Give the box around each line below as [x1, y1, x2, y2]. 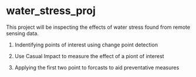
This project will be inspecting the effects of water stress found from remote [6, 24, 191, 31]
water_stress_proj [6, 4, 96, 18]
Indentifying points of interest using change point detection [14, 41, 158, 48]
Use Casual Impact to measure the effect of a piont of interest [14, 52, 164, 59]
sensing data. [6, 29, 39, 36]
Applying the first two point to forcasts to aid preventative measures [14, 63, 180, 71]
